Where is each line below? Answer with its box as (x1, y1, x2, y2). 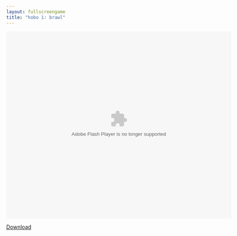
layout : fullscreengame (6, 8, 66, 15)
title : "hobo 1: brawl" (6, 14, 66, 20)
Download (6, 223, 32, 231)
